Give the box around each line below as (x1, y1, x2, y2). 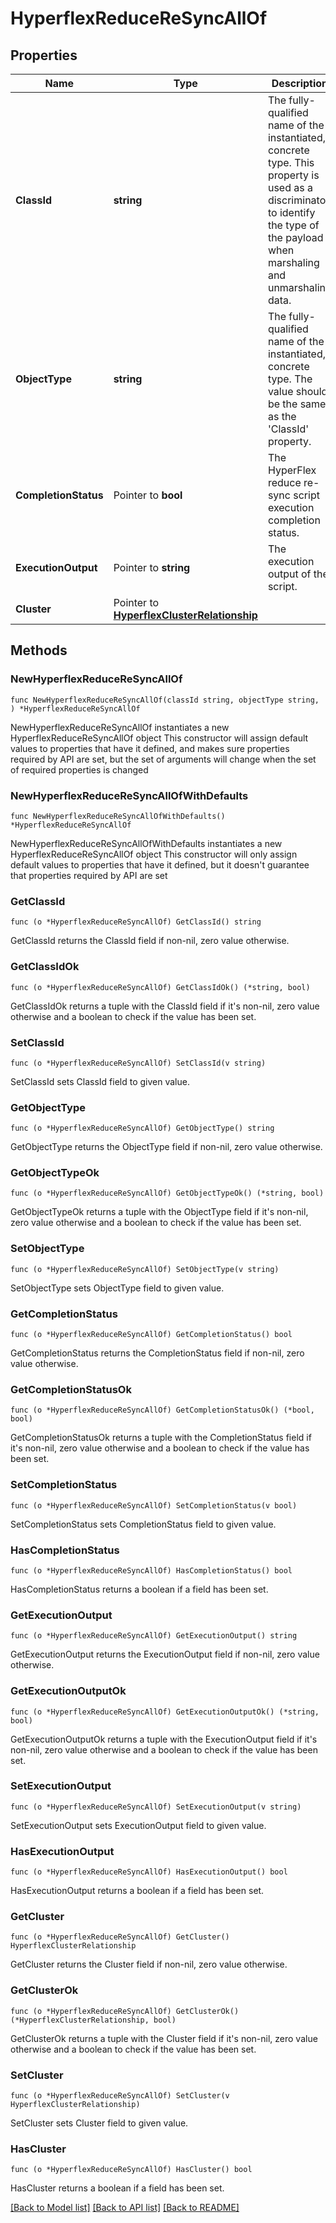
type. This (267, 156, 315, 169)
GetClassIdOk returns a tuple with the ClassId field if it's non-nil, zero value (10, 1000, 320, 1012)
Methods (10, 642, 68, 659)
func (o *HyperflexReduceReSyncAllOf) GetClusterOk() (10, 2006, 240, 2016)
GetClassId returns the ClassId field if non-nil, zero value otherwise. (10, 935, 290, 947)
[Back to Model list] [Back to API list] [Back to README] (10, 2202, 240, 2214)
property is (267, 168, 320, 182)
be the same (267, 397, 327, 411)
